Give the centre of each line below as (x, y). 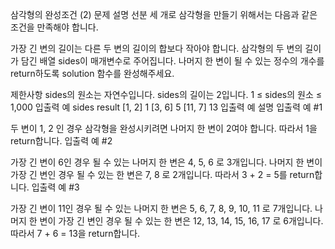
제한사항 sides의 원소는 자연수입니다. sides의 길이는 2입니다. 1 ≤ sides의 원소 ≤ (166, 94)
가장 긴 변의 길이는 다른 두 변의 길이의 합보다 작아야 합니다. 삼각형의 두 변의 (156, 48)
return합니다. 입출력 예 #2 (61, 141)
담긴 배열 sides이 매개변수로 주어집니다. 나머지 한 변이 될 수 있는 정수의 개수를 (172, 61)
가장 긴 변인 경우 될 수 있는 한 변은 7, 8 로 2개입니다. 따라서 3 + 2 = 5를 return (162, 174)
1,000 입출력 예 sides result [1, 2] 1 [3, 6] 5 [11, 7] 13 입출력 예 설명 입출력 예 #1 (166, 107)
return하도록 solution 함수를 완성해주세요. (92, 73)
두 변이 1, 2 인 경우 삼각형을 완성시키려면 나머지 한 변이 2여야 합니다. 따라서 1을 (164, 128)
